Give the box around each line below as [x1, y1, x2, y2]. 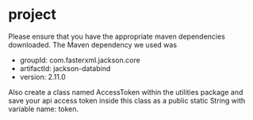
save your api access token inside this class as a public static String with [8, 96, 246, 105]
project [8, 6, 57, 24]
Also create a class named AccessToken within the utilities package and [8, 87, 243, 96]
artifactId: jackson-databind [19, 63, 111, 73]
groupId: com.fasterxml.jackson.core [19, 55, 140, 65]
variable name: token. [8, 104, 79, 114]
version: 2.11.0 [19, 72, 66, 81]
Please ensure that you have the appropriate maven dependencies [8, 32, 226, 41]
